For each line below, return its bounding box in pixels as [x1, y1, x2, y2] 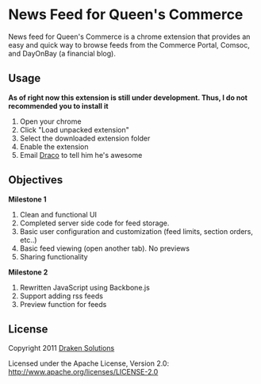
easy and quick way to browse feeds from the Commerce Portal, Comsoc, [8, 40, 250, 49]
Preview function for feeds [19, 299, 107, 309]
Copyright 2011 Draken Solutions [8, 344, 115, 353]
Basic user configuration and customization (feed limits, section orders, [19, 226, 254, 236]
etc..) [19, 235, 37, 244]
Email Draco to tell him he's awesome [19, 150, 143, 159]
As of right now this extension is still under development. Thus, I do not [8, 93, 248, 102]
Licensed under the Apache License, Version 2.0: [8, 359, 169, 368]
